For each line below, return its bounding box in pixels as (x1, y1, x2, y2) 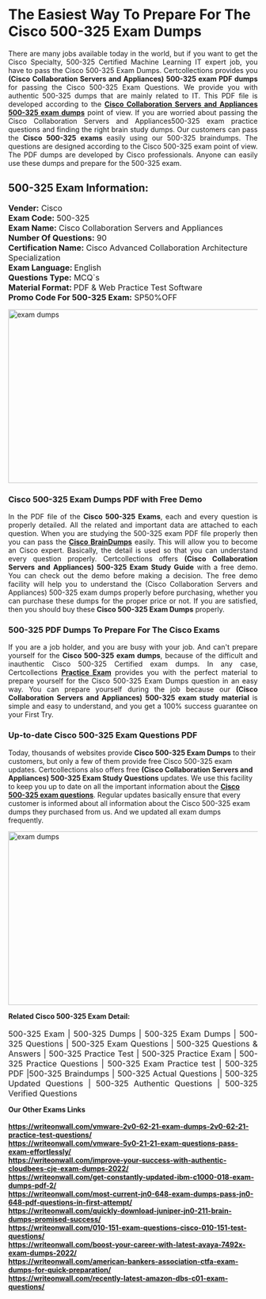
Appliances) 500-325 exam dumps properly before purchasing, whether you (8, 588, 258, 597)
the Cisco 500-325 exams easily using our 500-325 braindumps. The (8, 133, 258, 142)
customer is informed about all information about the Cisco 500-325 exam (8, 798, 251, 808)
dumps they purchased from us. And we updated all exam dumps (8, 807, 222, 816)
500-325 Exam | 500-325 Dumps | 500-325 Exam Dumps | (8, 1028, 237, 1039)
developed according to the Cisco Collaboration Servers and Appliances (8, 99, 259, 109)
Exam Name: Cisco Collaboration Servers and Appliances (8, 222, 223, 233)
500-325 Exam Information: (8, 181, 149, 195)
